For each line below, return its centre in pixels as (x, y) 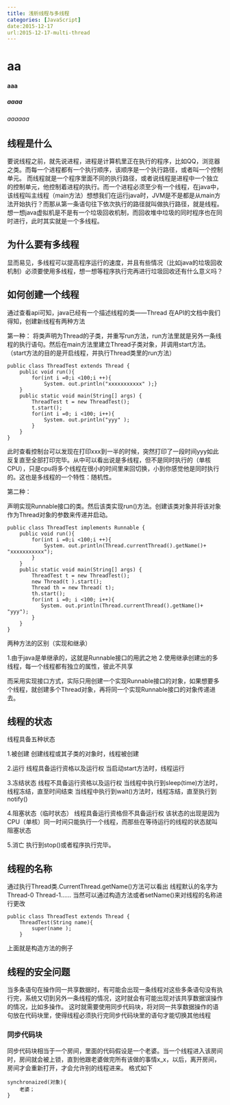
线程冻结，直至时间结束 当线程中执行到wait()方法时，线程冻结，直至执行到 (112, 791)
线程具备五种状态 (31, 739)
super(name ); (52, 929)
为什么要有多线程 (43, 245)
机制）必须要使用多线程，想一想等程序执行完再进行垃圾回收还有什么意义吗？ (115, 271)
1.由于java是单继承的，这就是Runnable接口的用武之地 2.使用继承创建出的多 (113, 658)
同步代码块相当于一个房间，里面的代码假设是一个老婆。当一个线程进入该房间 (115, 1051)
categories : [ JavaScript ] (44, 20)
